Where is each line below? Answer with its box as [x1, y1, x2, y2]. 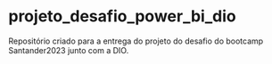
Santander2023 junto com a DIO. [8, 44, 129, 55]
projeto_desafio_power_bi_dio [8, 6, 237, 27]
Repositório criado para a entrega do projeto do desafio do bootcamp [8, 36, 264, 46]
